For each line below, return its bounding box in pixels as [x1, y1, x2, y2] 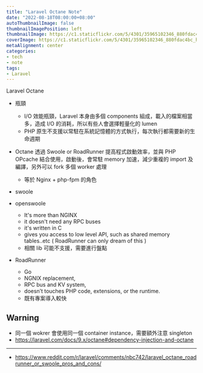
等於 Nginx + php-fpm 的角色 [24, 176, 97, 183]
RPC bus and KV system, [24, 281, 86, 288]
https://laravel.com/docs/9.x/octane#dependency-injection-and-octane [14, 336, 195, 343]
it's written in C [24, 224, 62, 232]
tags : [6, 65, 20, 71]
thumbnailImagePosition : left [6, 25, 83, 32]
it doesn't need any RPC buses [24, 218, 101, 225]
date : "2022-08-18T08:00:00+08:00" [6, 15, 96, 21]
